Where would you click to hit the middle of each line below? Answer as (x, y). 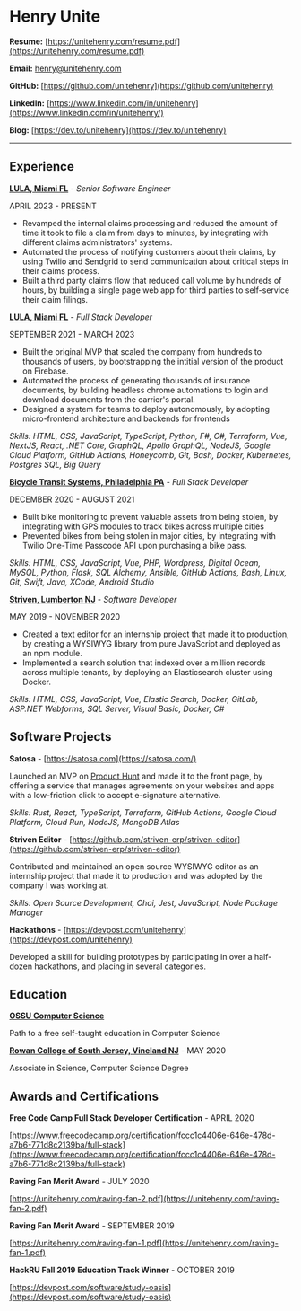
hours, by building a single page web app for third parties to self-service (155, 290)
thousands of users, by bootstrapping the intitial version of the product (153, 361)
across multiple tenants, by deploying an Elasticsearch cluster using (147, 672)
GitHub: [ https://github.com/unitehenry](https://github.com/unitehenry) (142, 85)
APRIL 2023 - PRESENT (53, 206)
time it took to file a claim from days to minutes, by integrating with (145, 233)
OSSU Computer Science (57, 1016)
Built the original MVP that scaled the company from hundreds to (142, 351)
